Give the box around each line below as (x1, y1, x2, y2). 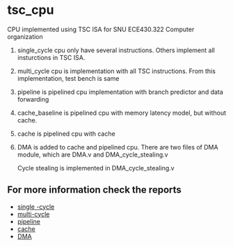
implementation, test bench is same (17, 74, 120, 82)
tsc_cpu (7, 2, 54, 18)
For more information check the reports (7, 184, 182, 196)
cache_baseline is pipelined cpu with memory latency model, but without (17, 109, 227, 117)
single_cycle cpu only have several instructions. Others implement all (17, 46, 216, 54)
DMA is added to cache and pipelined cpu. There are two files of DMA (17, 143, 218, 151)
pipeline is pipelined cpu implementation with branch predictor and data (17, 88, 224, 96)
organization (7, 32, 43, 40)
